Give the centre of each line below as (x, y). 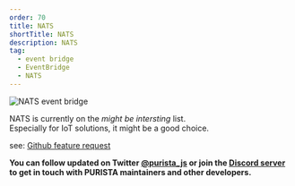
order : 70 (28, 17)
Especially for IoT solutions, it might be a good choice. (109, 128)
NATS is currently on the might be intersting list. (98, 118)
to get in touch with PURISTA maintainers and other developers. (130, 172)
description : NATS (43, 42)
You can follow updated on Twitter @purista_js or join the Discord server (147, 163)
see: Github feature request (60, 145)
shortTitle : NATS (42, 34)
